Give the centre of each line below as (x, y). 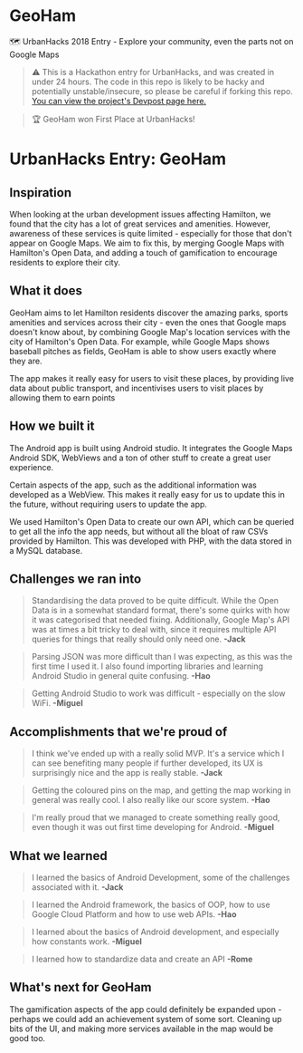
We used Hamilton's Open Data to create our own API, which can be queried (152, 521)
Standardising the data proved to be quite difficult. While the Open (155, 601)
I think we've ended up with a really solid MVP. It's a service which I (158, 754)
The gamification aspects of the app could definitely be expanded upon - (146, 1009)
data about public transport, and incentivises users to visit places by (137, 388)
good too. (28, 1038)
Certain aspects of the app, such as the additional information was (133, 485)
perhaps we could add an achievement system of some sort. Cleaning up (146, 1019)
